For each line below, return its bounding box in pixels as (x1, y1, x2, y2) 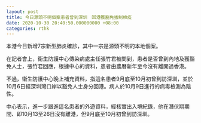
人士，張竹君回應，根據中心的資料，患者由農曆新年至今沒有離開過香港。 (11, 63, 190, 70)
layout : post (6, 8, 39, 15)
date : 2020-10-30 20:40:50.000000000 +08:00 (6, 20, 119, 26)
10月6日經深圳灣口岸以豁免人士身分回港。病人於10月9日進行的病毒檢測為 (6, 83, 187, 90)
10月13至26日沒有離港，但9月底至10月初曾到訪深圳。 (22, 110, 153, 118)
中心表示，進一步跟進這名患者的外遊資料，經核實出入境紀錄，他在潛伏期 (6, 103, 184, 110)
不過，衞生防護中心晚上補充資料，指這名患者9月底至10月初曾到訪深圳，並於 (6, 75, 193, 82)
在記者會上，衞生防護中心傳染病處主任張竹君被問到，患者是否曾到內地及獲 (6, 55, 190, 63)
